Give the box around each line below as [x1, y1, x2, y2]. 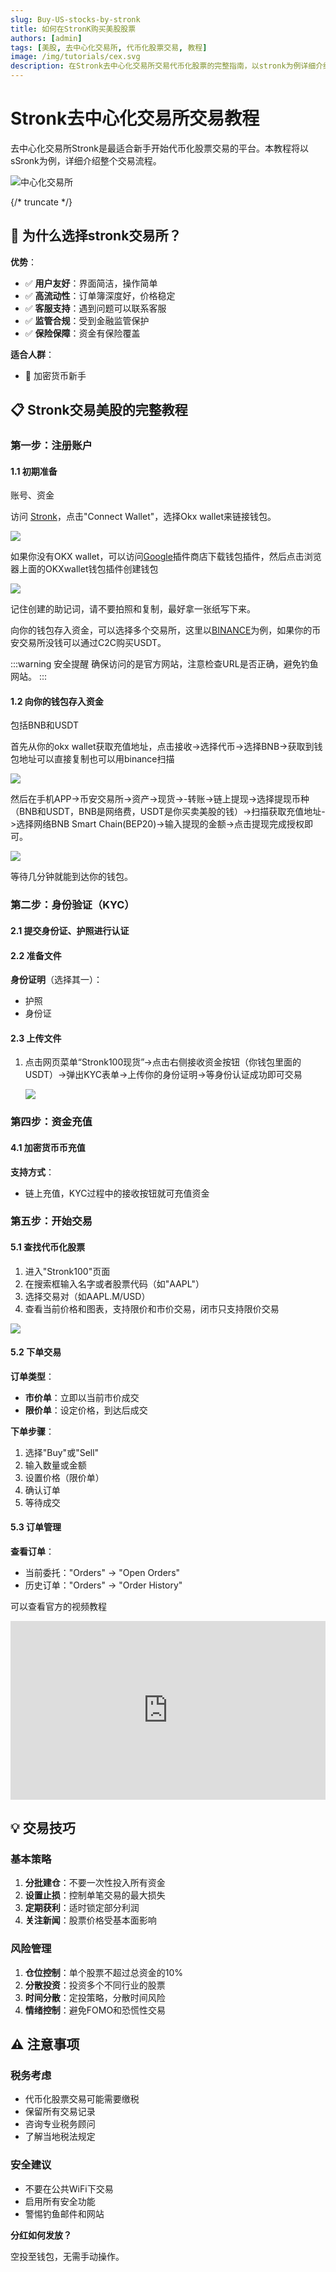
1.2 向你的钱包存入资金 [10, 695, 104, 707]
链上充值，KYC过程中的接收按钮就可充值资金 [24, 1187, 210, 1199]
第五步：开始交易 [10, 1214, 93, 1228]
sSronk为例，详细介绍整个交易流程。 [10, 154, 162, 166]
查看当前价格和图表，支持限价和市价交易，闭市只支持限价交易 [24, 1302, 280, 1315]
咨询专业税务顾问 [24, 2118, 96, 2130]
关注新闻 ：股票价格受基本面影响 [24, 1914, 157, 1926]
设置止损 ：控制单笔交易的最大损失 [24, 1889, 166, 1901]
